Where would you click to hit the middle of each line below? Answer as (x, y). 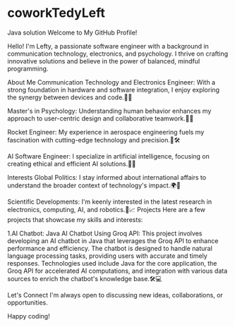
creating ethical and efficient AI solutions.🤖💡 (72, 163)
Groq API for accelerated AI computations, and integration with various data (117, 271)
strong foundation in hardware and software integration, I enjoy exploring (114, 90)
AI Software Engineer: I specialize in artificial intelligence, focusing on (109, 156)
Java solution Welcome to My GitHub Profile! (72, 32)
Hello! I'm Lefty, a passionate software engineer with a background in (108, 46)
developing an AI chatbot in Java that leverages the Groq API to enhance (113, 240)
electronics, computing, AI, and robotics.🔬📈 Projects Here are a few (107, 209)
